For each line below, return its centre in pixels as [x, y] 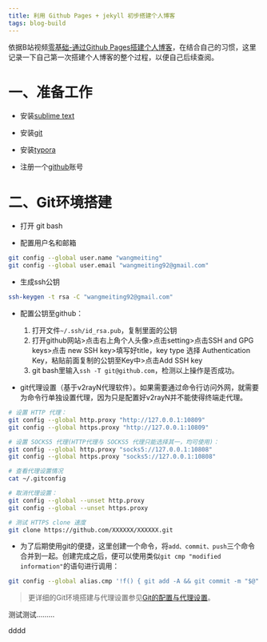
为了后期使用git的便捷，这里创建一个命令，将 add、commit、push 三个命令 [137, 546]
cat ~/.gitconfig [37, 479]
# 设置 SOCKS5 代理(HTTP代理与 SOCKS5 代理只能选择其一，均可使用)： [114, 442]
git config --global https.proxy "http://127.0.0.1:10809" [109, 427]
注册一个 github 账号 [52, 167]
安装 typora [38, 150]
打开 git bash [41, 226]
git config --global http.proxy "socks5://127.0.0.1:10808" [111, 449]
